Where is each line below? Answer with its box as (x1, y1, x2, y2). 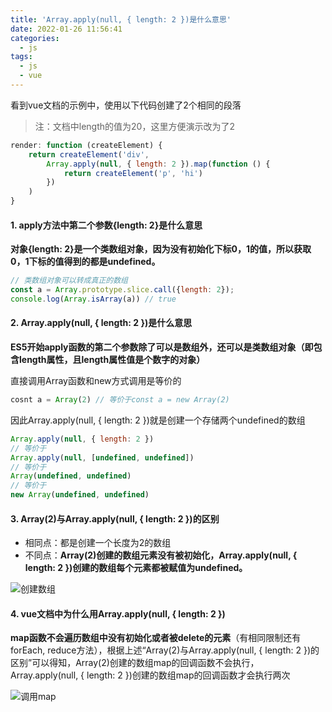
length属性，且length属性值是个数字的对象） (18, 354, 206, 366)
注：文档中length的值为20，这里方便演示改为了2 (34, 120, 235, 132)
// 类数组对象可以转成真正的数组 (10, 276, 128, 286)
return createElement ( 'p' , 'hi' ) (63, 168, 203, 178)
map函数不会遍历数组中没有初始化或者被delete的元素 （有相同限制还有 (10, 632, 302, 644)
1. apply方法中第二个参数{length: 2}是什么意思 (10, 219, 203, 231)
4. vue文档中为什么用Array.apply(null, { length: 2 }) (10, 607, 226, 620)
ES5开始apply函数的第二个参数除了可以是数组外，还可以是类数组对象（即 (10, 341, 314, 353)
